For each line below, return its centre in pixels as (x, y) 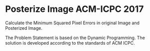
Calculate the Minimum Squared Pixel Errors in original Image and (72, 23)
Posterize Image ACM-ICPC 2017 (75, 9)
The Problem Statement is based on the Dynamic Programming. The (75, 38)
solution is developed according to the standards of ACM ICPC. (70, 43)
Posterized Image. (24, 28)
